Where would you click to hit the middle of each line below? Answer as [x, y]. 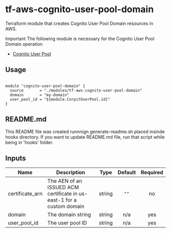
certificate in [63, 194]
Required [152, 173]
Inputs [16, 158]
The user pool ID [67, 223]
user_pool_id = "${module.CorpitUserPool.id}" [60, 99]
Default [127, 173]
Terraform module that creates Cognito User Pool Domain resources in [79, 23]
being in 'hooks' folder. [29, 142]
